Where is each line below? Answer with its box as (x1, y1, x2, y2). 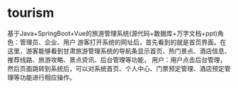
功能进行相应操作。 (19, 73, 76, 82)
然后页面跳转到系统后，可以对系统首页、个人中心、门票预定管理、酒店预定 (7, 64, 225, 73)
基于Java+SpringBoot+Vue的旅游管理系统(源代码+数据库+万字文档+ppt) (7, 29, 218, 37)
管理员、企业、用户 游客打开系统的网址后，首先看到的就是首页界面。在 (19, 37, 227, 46)
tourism (7, 5, 55, 21)
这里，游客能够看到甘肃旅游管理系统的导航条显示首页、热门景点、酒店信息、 (7, 46, 231, 55)
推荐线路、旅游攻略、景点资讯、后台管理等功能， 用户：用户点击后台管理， (7, 55, 227, 64)
